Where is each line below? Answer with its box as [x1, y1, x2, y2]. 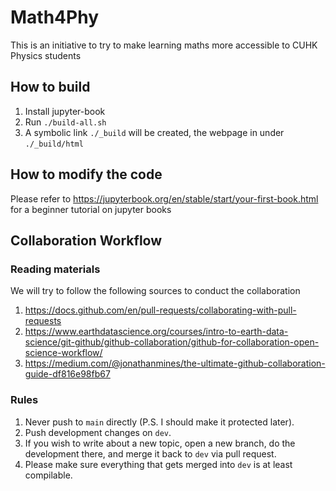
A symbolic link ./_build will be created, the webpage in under [24, 126, 285, 138]
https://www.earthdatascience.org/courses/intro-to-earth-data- [24, 326, 289, 338]
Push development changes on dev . [24, 426, 172, 438]
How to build [10, 79, 91, 96]
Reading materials [10, 262, 101, 276]
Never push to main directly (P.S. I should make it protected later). [24, 416, 295, 428]
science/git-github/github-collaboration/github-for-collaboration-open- [24, 336, 320, 348]
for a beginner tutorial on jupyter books [10, 203, 172, 215]
